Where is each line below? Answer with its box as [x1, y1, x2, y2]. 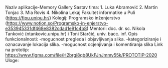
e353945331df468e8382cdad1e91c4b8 [5, 25, 87, 31]
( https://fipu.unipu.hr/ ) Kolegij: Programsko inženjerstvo [5, 15, 120, 20]
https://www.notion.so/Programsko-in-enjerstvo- [7, 20, 109, 26]
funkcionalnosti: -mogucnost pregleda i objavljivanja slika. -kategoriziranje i [5, 36, 161, 42]
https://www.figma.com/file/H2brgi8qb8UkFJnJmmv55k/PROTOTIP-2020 [5, 52, 157, 58]
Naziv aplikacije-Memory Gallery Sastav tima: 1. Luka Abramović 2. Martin [5, 4, 158, 10]
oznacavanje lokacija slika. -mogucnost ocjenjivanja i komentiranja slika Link [5, 41, 163, 47]
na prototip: [5, 47, 29, 52]
